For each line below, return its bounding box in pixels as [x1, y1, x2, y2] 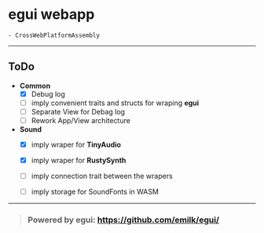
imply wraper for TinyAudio [31, 140, 122, 149]
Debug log [31, 89, 65, 99]
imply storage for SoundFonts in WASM [31, 187, 159, 197]
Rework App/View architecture [31, 115, 131, 125]
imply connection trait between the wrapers [31, 171, 173, 181]
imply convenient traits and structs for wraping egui [31, 98, 200, 107]
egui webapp [8, 5, 95, 24]
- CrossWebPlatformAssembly [8, 31, 101, 39]
